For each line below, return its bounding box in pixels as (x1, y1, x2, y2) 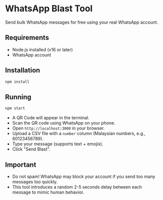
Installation (5, 66, 40, 74)
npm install (5, 79, 29, 84)
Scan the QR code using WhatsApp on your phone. (12, 120, 115, 126)
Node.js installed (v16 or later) (12, 46, 73, 52)
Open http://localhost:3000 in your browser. (12, 125, 105, 131)
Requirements (5, 33, 49, 42)
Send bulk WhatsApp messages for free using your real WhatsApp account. (5, 19, 159, 25)
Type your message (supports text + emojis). (12, 141, 104, 147)
